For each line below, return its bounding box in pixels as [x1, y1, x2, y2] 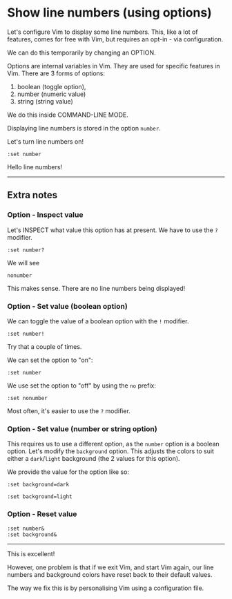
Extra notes [7, 189, 58, 201]
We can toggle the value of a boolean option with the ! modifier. [7, 316, 189, 325]
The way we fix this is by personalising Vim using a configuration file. [7, 584, 204, 592]
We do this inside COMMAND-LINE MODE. [7, 111, 129, 119]
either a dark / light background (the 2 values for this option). [7, 455, 181, 463]
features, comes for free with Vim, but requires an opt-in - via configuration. [7, 35, 224, 43]
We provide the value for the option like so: [7, 468, 130, 476]
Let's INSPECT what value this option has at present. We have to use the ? [7, 226, 219, 234]
